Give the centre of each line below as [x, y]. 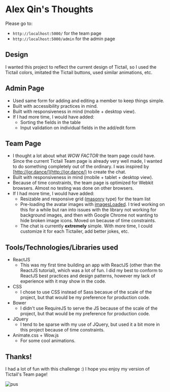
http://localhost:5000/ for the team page [57, 33]
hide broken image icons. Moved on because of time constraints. [88, 221]
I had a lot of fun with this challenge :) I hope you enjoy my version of [77, 369]
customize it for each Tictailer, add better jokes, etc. [75, 231]
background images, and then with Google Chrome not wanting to [89, 215]
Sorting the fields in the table [50, 122]
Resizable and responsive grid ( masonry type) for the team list [85, 199]
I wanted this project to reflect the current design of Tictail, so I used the [81, 67]
